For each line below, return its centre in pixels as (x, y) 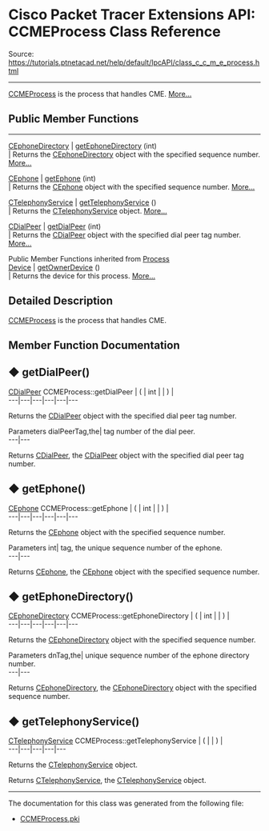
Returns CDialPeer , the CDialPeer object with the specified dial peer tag (126, 455)
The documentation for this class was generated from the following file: (126, 803)
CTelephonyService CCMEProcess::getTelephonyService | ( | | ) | (116, 741)
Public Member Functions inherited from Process (89, 258)
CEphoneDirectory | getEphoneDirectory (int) (83, 146)
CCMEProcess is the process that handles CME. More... (100, 94)
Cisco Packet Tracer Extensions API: (132, 15)
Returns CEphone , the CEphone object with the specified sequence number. (134, 571)
